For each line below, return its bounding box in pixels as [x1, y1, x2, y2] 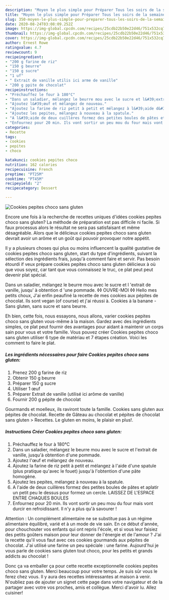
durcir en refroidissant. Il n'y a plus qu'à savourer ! [12, 505, 117, 512]
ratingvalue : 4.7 [5, 45, 42, 50]
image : [5, 26, 19, 31]
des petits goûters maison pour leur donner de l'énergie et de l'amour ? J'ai [5, 531, 162, 537]
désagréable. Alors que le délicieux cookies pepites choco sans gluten [5, 230, 152, 236]
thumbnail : [5, 31, 28, 36]
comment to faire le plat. [5, 340, 56, 346]
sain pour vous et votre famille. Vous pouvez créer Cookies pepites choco [5, 329, 158, 335]
